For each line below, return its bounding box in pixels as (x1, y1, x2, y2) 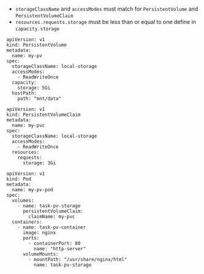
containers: (12, 219, 43, 225)
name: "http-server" (33, 246, 86, 252)
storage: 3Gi (22, 160, 56, 166)
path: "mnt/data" (17, 96, 62, 102)
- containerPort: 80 (28, 240, 81, 246)
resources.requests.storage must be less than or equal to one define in (15, 18, 196, 25)
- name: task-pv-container (17, 224, 86, 230)
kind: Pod (6, 176, 32, 182)
